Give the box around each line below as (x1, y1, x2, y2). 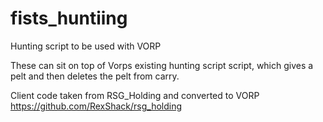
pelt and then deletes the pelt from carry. (10, 70, 180, 82)
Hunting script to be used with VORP (10, 40, 162, 52)
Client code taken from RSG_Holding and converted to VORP (10, 89, 260, 101)
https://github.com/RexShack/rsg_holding (10, 100, 183, 112)
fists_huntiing (10, 7, 128, 30)
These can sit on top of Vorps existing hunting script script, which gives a (10, 59, 314, 71)
